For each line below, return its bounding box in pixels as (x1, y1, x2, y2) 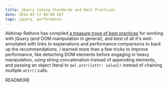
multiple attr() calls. (5, 67, 49, 73)
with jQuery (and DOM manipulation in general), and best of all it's (5, 35, 142, 41)
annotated (5, 41, 27, 47)
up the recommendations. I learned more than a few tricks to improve (5, 46, 148, 52)
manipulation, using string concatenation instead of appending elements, (5, 57, 156, 63)
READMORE (5, 77, 30, 83)
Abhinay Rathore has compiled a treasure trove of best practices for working (5, 30, 163, 36)
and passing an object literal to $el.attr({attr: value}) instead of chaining (5, 62, 162, 68)
